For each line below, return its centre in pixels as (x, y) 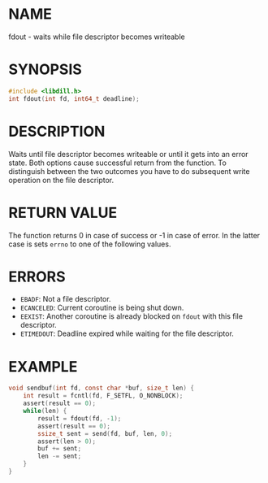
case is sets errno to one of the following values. (90, 244)
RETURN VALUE (63, 213)
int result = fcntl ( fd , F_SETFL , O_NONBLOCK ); (103, 396)
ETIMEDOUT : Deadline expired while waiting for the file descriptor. (127, 333)
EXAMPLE (43, 366)
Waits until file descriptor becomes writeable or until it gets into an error (129, 154)
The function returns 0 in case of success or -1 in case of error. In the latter (134, 235)
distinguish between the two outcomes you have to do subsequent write (129, 171)
